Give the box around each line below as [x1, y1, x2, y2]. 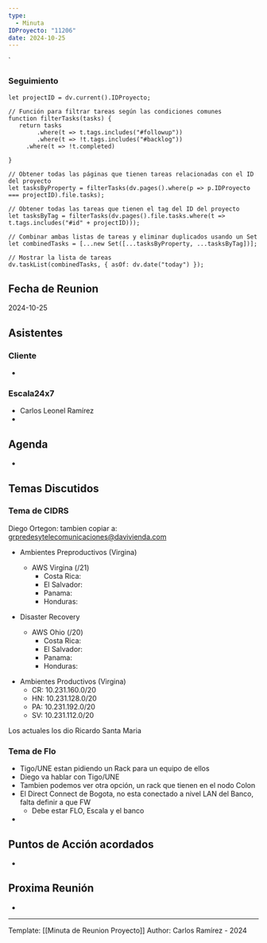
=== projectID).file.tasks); [8, 191, 105, 199]
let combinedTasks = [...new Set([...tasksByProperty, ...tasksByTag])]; [8, 239, 258, 247]
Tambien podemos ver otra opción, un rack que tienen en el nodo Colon [19, 781, 256, 790]
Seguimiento [8, 76, 59, 87]
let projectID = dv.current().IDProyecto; [8, 93, 151, 102]
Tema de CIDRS [8, 506, 69, 517]
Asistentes [8, 326, 64, 340]
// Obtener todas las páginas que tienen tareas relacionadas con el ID [8, 170, 254, 178]
